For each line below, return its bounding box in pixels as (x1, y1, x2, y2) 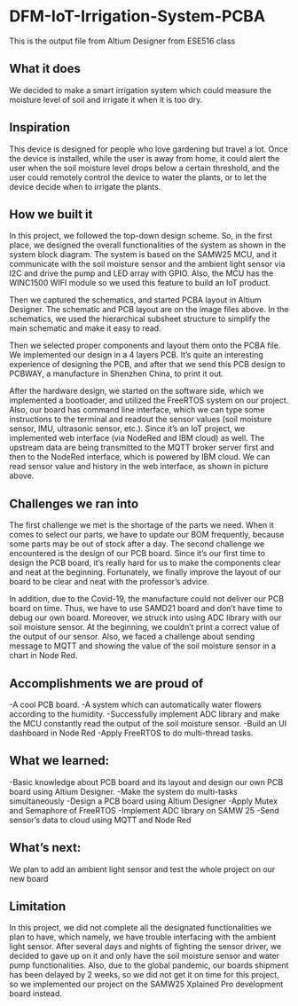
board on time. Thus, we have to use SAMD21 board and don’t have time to (9, 603, 283, 614)
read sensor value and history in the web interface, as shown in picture (9, 461, 269, 472)
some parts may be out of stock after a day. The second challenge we (9, 538, 265, 549)
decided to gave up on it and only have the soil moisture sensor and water (9, 951, 280, 962)
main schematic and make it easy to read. (9, 323, 161, 334)
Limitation (9, 899, 67, 915)
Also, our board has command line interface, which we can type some (9, 405, 265, 415)
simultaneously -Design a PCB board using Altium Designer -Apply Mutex (9, 796, 278, 806)
